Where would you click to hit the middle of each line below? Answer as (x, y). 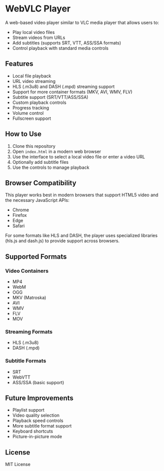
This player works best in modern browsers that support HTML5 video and (82, 195)
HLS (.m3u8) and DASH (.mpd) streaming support (63, 86)
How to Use (23, 134)
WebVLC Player (38, 9)
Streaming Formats (29, 332)
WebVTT (21, 377)
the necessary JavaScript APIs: (37, 200)
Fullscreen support (32, 118)
